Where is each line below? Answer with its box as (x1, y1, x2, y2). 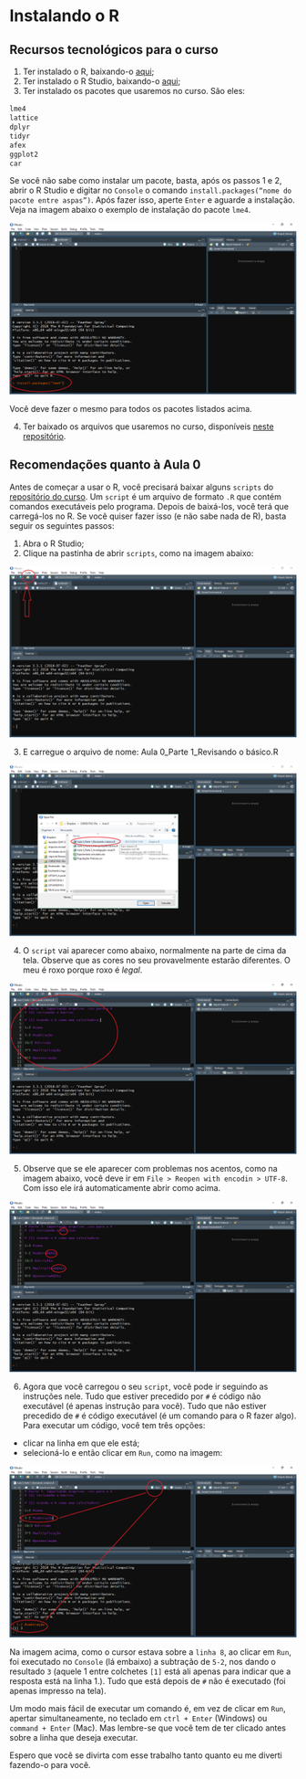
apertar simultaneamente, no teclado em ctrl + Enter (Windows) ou (9, 1713, 268, 1724)
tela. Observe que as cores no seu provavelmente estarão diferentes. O (22, 955, 291, 965)
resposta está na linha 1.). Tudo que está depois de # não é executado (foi (9, 1676, 286, 1687)
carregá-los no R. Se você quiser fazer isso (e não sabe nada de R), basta (9, 511, 287, 521)
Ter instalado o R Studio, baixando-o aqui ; (22, 76, 181, 87)
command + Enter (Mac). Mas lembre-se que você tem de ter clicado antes (9, 1722, 287, 1733)
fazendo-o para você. (9, 1760, 91, 1771)
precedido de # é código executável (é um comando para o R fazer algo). (22, 1410, 297, 1421)
